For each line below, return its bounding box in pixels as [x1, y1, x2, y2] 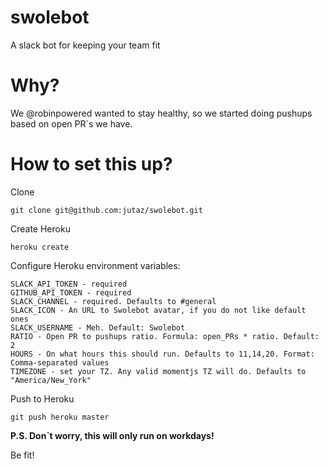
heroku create [10, 242, 70, 252]
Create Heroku [10, 222, 71, 235]
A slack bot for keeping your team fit [10, 39, 161, 51]
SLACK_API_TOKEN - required [10, 279, 128, 289]
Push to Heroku [10, 392, 75, 405]
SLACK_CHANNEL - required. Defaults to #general [10, 296, 217, 306]
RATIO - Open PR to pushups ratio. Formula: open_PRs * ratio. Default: [10, 331, 320, 341]
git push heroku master [10, 412, 110, 422]
